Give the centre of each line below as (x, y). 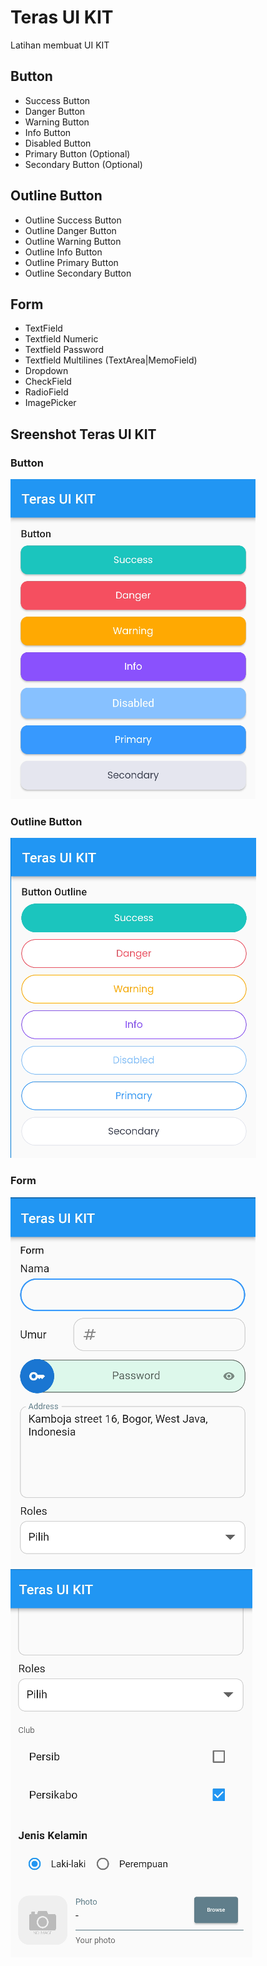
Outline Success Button (73, 220)
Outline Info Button (63, 252)
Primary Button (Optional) (77, 153)
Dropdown (46, 371)
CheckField (48, 382)
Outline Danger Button (70, 230)
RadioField (46, 392)
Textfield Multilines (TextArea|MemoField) (111, 360)
